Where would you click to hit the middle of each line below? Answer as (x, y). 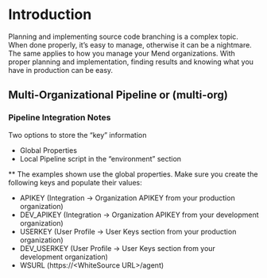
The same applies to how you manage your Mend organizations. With (122, 53)
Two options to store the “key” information (77, 135)
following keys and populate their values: (75, 182)
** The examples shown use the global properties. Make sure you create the (133, 174)
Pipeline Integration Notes (60, 118)
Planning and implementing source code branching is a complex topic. (123, 36)
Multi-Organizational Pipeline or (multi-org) (118, 95)
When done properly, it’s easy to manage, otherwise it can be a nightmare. (130, 44)
